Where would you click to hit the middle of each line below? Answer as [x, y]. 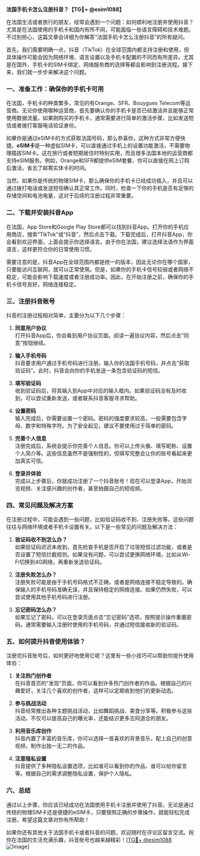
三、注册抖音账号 [31, 301]
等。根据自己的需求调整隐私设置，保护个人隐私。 [75, 774]
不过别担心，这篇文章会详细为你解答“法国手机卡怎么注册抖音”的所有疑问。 [97, 37]
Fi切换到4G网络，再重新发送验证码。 [60, 562]
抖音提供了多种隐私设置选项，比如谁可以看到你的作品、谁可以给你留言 [101, 766]
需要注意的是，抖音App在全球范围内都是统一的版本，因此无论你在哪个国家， [100, 261]
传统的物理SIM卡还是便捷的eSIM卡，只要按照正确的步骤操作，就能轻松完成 [98, 812]
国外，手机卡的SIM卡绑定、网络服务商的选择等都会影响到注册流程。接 [102, 64]
